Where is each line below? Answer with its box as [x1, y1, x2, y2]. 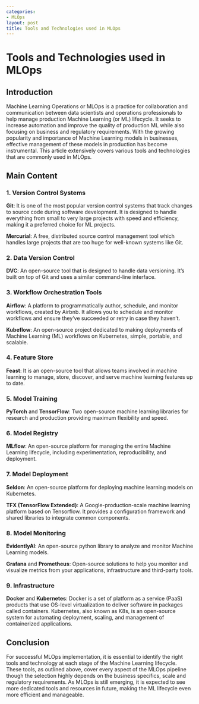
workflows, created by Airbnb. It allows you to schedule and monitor [6, 308, 173, 315]
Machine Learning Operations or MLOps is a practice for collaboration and [6, 103, 188, 110]
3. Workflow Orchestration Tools [6, 288, 102, 297]
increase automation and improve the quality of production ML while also [6, 122, 185, 129]
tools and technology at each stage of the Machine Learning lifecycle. [6, 659, 177, 667]
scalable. [6, 338, 29, 345]
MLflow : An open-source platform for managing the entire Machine [6, 442, 171, 450]
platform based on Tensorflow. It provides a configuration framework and [6, 508, 185, 515]
